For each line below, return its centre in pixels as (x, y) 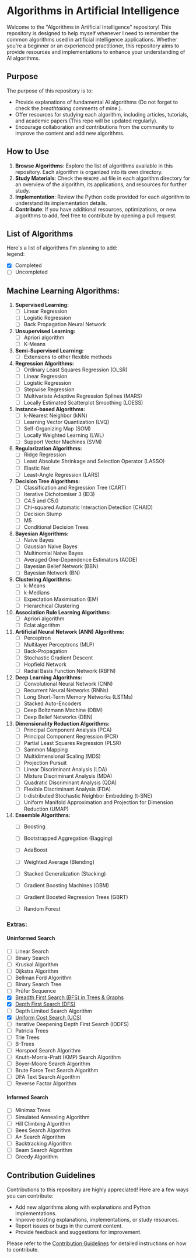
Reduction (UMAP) (46, 809)
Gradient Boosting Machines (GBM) (66, 885)
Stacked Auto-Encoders (52, 703)
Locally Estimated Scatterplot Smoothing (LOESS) (83, 403)
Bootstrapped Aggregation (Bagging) (68, 838)
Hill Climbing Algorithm (43, 1123)
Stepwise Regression (49, 389)
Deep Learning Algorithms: (48, 678)
